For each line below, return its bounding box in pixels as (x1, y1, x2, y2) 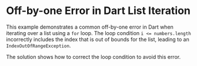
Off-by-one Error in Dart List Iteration (6, 4, 191, 18)
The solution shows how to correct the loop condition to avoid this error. (6, 53, 181, 60)
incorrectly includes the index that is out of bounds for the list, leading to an (6, 36, 189, 43)
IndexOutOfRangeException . (6, 42, 71, 49)
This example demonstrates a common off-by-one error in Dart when (6, 23, 173, 30)
